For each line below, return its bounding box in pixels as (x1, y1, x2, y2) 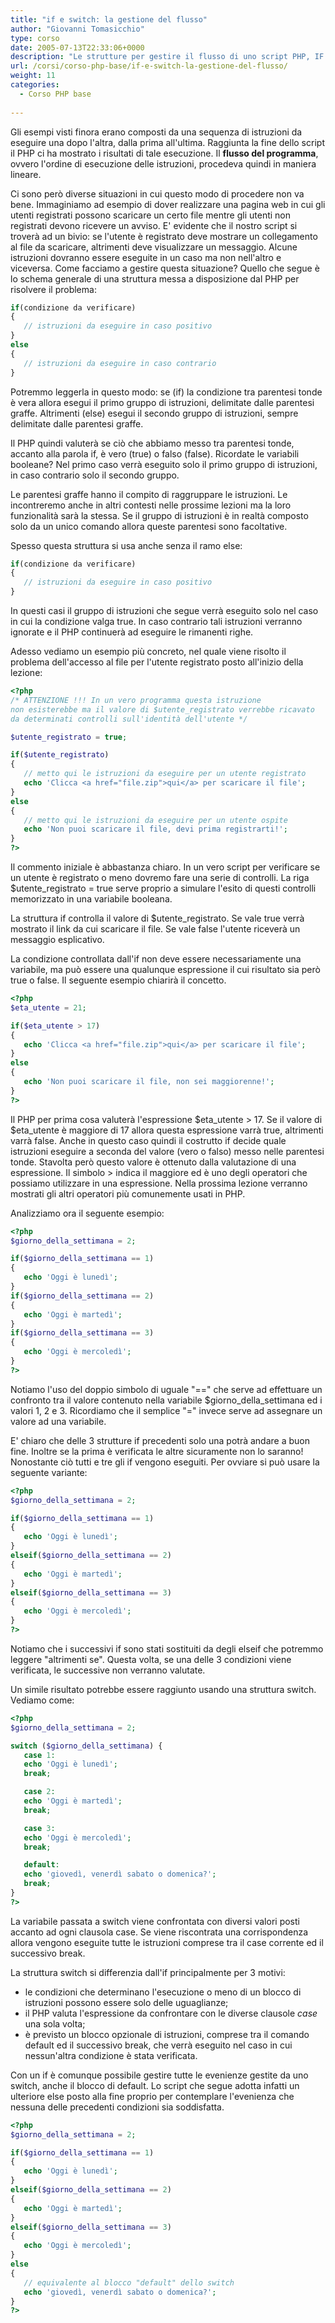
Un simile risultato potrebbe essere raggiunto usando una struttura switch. (10, 1683, 317, 1695)
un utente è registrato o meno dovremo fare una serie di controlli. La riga (10, 872, 310, 883)
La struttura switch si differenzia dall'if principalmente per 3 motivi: (10, 1966, 286, 1978)
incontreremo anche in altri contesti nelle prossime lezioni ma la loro (10, 499, 292, 511)
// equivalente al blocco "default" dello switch (23, 2277, 235, 2288)
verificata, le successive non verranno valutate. (10, 1664, 206, 1676)
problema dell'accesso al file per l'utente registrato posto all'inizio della (10, 656, 304, 668)
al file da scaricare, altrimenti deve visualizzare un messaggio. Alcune (10, 241, 298, 253)
